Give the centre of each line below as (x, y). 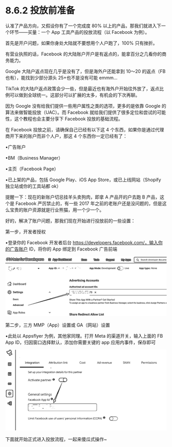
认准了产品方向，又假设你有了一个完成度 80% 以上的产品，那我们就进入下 (83, 26)
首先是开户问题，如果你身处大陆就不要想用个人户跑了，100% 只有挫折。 (81, 43)
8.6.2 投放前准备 (40, 11)
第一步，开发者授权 (26, 231)
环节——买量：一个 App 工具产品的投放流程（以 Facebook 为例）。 (80, 32)
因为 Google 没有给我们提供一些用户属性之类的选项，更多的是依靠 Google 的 (86, 106)
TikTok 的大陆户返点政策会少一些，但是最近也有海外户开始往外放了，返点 (82, 88)
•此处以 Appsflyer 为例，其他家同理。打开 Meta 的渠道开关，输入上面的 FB (84, 336)
